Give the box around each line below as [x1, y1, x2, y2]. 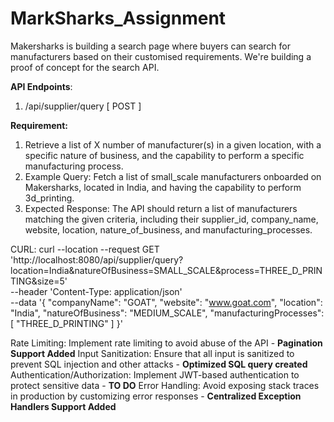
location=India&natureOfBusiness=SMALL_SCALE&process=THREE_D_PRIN [10, 264, 323, 276]
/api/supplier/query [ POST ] [24, 100, 142, 112]
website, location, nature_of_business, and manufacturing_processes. [24, 223, 313, 236]
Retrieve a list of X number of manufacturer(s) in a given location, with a [24, 138, 322, 151]
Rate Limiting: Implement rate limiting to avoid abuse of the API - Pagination [10, 337, 323, 349]
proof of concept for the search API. [10, 61, 160, 73]
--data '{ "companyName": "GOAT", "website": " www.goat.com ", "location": [10, 296, 323, 308]
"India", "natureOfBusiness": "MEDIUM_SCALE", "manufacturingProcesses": [10, 307, 325, 319]
